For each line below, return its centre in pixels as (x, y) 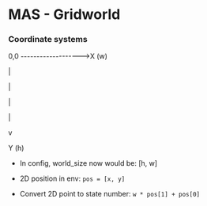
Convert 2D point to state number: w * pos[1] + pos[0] (110, 194)
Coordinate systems (48, 39)
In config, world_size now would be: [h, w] (88, 163)
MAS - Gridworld (64, 15)
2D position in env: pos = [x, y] (72, 178)
